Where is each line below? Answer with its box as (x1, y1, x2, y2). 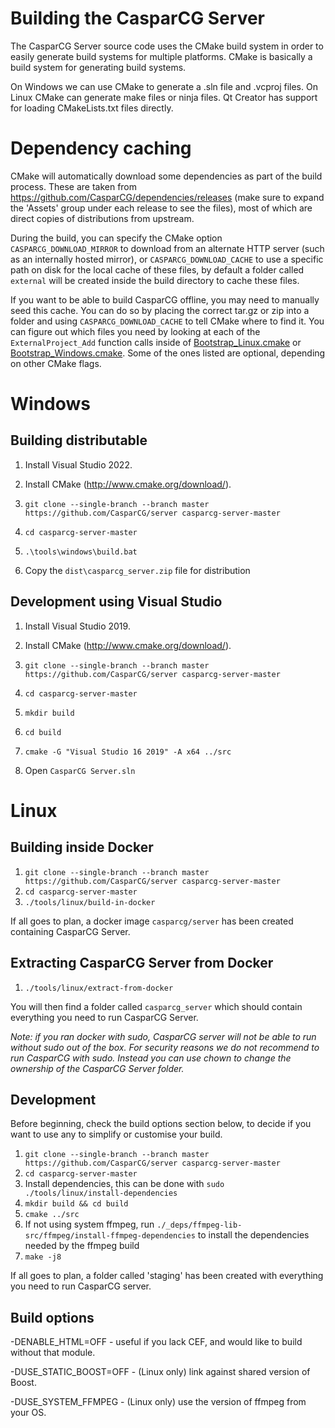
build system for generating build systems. (10, 61, 187, 73)
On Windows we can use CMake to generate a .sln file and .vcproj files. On (10, 80, 318, 92)
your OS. (10, 1407, 47, 1419)
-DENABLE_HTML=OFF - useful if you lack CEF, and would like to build (10, 1336, 303, 1348)
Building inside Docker (10, 839, 154, 856)
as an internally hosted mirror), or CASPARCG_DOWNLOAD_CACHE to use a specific (10, 253, 324, 265)
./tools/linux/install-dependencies (24, 1188, 178, 1199)
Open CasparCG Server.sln (24, 764, 136, 776)
